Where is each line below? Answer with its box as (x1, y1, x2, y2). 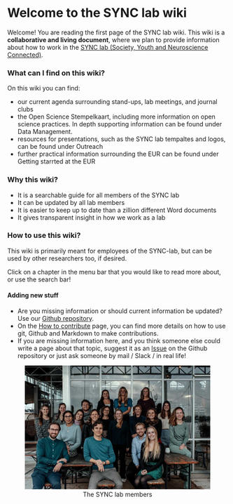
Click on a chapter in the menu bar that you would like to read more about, (7, 267, 222, 276)
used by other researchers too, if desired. (7, 254, 127, 263)
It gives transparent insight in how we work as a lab (17, 213, 166, 222)
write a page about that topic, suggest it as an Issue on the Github (17, 344, 208, 352)
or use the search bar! (7, 275, 71, 284)
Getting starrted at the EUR (17, 157, 96, 166)
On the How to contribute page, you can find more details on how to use (17, 321, 226, 331)
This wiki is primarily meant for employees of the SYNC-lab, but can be (7, 246, 212, 255)
